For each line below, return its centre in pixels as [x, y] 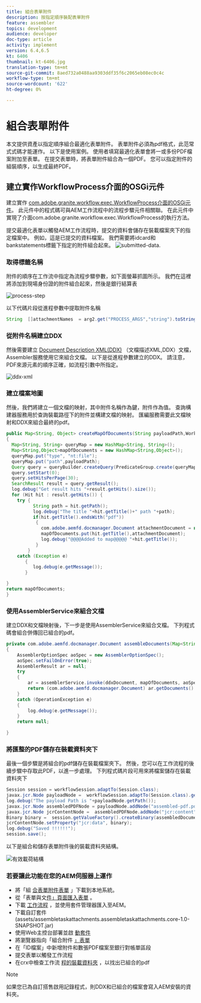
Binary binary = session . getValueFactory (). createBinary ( [81, 817]
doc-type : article [29, 39]
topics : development [32, 28]
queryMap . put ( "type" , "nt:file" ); [54, 456]
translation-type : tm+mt [37, 67]
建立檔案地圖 [25, 393]
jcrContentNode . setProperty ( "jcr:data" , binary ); [69, 823]
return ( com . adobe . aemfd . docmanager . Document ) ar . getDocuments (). [112, 689]
